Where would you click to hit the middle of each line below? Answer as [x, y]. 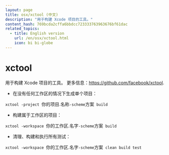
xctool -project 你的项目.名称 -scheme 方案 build [56, 104]
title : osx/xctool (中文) [32, 15]
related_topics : [22, 29]
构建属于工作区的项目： [37, 115]
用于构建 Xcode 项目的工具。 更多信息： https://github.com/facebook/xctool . [85, 83]
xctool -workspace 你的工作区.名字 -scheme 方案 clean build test [73, 147]
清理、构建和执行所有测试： [41, 136]
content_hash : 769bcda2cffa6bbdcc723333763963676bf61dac [67, 24]
